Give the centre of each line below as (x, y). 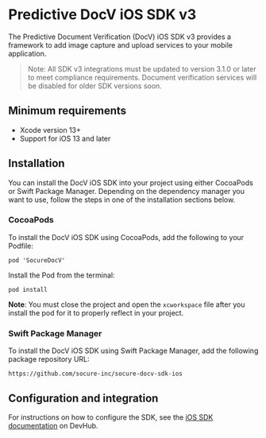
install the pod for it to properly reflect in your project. (96, 312)
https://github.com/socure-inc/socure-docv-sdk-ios (95, 374)
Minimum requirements (67, 111)
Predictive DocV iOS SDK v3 (102, 15)
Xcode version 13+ (50, 130)
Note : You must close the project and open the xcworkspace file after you (127, 304)
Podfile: (21, 246)
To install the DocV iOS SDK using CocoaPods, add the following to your (126, 237)
